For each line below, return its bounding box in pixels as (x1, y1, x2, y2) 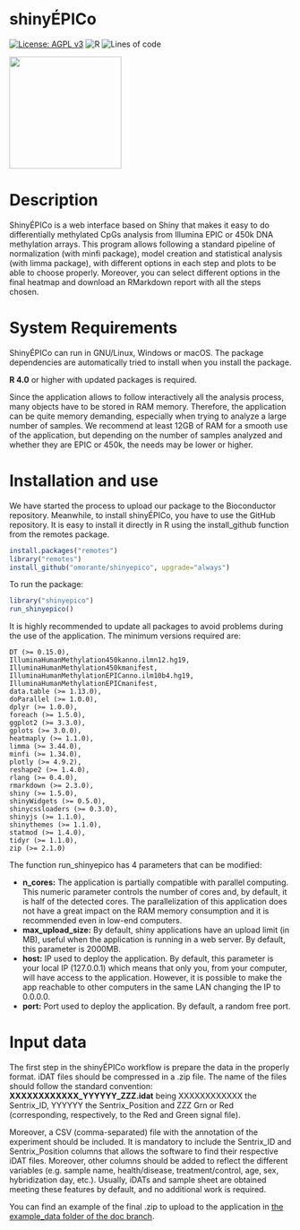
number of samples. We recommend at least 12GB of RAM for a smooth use (9, 420, 288, 430)
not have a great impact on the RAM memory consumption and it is (21, 905, 270, 916)
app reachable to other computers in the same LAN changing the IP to (21, 982, 281, 992)
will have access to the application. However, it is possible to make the (21, 973, 282, 983)
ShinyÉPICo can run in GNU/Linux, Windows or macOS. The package (9, 347, 264, 358)
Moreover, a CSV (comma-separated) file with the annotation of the (9, 1127, 258, 1138)
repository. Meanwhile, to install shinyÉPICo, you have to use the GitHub (9, 509, 276, 520)
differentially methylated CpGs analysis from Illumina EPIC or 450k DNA (9, 229, 274, 239)
